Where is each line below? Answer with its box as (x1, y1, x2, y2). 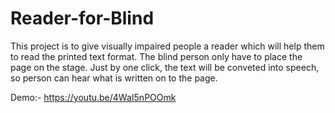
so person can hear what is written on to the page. (10, 72, 218, 84)
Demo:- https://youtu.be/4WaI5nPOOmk (10, 91, 177, 103)
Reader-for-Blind (10, 7, 155, 30)
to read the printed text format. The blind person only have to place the (10, 50, 303, 62)
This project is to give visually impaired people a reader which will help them (10, 40, 325, 52)
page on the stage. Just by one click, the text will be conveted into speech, (10, 61, 320, 73)
